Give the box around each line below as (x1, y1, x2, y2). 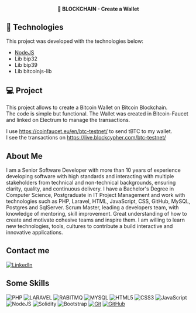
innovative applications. (6, 229, 63, 236)
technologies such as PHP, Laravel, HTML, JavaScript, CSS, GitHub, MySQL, (6, 198, 191, 205)
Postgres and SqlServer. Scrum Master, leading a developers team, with (6, 204, 180, 211)
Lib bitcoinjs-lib (14, 68, 52, 75)
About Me (6, 151, 43, 161)
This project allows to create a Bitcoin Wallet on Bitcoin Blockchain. (6, 104, 168, 111)
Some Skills (6, 278, 50, 288)
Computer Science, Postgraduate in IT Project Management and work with (6, 192, 185, 199)
